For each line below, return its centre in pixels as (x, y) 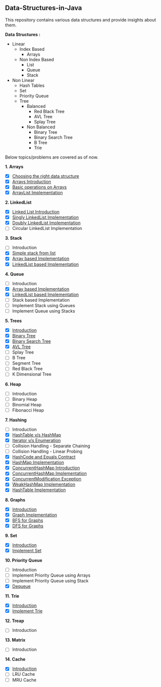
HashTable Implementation (39, 490)
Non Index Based (37, 59)
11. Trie (12, 596)
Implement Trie (27, 611)
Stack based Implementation (41, 300)
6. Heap (13, 384)
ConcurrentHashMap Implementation (49, 474)
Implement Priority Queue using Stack (50, 581)
